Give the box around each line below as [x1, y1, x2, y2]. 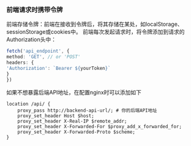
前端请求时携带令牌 [6, 5, 63, 13]
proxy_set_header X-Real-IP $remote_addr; [17, 118, 127, 124]
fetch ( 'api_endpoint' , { [6, 48, 70, 55]
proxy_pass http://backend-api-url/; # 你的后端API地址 [17, 107, 157, 113]
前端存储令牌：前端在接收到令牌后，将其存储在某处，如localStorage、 [6, 20, 183, 28]
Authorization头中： [6, 36, 57, 44]
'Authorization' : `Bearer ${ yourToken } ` [6, 65, 111, 71]
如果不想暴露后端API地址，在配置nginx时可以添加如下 [6, 88, 142, 96]
